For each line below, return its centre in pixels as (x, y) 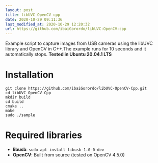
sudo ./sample (20, 115)
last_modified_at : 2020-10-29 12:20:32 (48, 24)
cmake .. (15, 106)
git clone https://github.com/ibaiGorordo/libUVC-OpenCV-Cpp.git (76, 89)
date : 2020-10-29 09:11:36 (34, 19)
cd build (15, 102)
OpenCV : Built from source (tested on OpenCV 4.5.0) (69, 155)
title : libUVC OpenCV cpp (33, 15)
